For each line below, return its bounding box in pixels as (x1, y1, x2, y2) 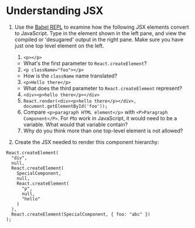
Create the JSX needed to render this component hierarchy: (14, 138, 159, 145)
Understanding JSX (6, 4, 104, 18)
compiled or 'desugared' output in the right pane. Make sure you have (14, 36, 183, 43)
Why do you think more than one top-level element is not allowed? (23, 127, 183, 134)
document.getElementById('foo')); (23, 103, 108, 109)
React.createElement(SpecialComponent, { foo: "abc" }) (11, 211, 150, 217)
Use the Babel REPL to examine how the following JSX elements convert (14, 23, 189, 30)
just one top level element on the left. (14, 42, 104, 49)
